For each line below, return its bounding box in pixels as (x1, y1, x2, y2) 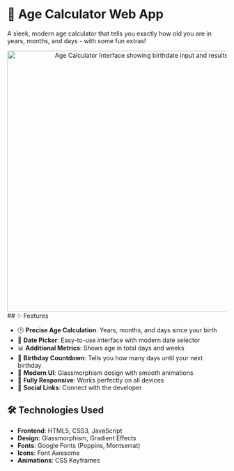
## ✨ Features (7, 311, 49, 320)
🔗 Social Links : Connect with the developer (17, 383, 142, 392)
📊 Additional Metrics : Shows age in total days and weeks (17, 343, 185, 352)
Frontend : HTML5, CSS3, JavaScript (17, 426, 123, 435)
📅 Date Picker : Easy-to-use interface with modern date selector (17, 336, 201, 344)
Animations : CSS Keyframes (17, 456, 100, 464)
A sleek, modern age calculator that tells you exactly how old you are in (7, 29, 212, 38)
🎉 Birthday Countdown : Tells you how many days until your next (17, 353, 203, 362)
